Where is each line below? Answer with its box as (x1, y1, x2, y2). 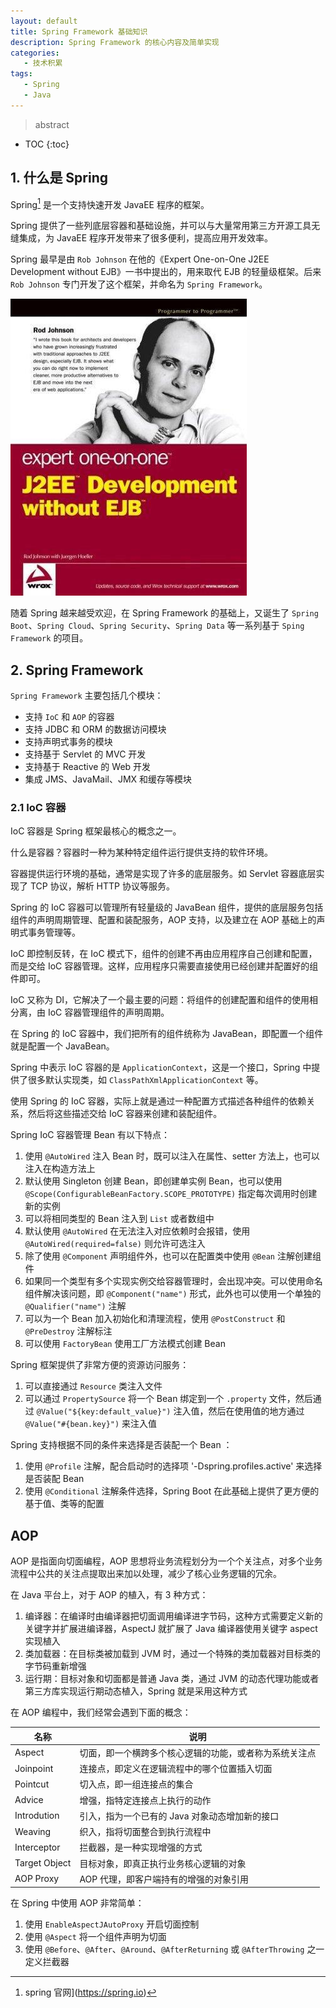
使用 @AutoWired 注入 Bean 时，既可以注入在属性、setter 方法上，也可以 (24, 1150, 320, 1162)
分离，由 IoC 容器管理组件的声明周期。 (10, 1006, 170, 1019)
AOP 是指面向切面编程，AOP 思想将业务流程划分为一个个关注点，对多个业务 (10, 1555, 323, 1567)
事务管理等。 (27, 926, 81, 939)
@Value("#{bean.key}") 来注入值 (24, 1418, 158, 1430)
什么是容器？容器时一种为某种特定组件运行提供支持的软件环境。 (10, 846, 273, 859)
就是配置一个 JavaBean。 (10, 1040, 115, 1052)
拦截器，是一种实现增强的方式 (79, 1841, 203, 1854)
